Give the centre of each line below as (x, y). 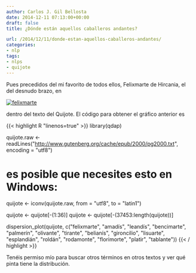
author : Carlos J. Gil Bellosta (46, 12)
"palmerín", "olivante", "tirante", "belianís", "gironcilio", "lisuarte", (86, 233)
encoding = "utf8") (29, 150)
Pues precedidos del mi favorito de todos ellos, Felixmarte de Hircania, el (96, 84)
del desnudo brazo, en (34, 91)
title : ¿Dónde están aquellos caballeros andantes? (72, 28)
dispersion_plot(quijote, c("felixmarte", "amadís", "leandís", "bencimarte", (96, 227)
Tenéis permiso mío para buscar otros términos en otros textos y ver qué (96, 257)
